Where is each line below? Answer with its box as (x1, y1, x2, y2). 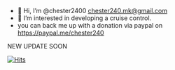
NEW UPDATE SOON (7, 42, 68, 50)
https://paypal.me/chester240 (17, 28, 104, 37)
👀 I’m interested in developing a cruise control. (17, 14, 152, 22)
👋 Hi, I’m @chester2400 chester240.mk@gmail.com (17, 7, 168, 15)
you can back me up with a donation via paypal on (17, 21, 163, 29)
